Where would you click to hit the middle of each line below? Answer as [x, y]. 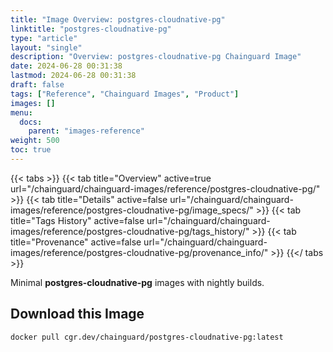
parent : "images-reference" [86, 131]
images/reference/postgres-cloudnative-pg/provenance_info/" [139, 252]
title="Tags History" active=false [77, 220]
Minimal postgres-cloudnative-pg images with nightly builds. [137, 282]
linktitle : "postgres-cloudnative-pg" [91, 29]
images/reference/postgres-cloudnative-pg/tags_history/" [130, 231]
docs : [31, 122]
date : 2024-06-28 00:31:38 [66, 66]
